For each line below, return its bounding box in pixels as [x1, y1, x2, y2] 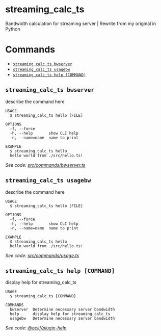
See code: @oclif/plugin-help [5, 325, 67, 331]
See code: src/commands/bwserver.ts [5, 162, 86, 168]
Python [5, 25, 20, 32]
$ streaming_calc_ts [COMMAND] [10, 294, 76, 299]
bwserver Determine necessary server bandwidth [10, 307, 115, 312]
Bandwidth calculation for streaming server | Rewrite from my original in [5, 20, 156, 27]
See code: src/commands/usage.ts [5, 252, 79, 259]
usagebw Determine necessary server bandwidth [10, 316, 115, 321]
